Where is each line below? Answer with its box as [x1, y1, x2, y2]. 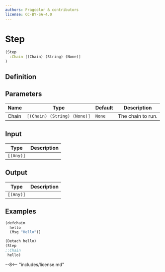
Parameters [5, 90, 42, 98]
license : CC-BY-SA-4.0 [5, 12, 52, 17]
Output [5, 169, 27, 177]
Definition [5, 73, 36, 81]
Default [95, 104, 113, 111]
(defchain [5, 220, 26, 225]
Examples [5, 207, 36, 216]
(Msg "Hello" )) [9, 230, 41, 235]
